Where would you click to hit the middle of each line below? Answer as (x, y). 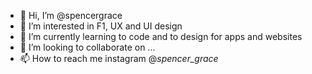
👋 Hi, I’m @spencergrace (71, 15)
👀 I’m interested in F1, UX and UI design (101, 26)
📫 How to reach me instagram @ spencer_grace (119, 58)
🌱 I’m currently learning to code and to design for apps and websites (161, 36)
